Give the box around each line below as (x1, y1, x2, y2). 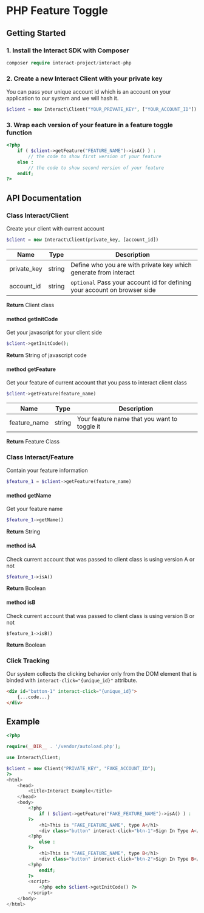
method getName (6, 491, 52, 499)
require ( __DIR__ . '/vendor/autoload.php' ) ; (6, 743, 121, 750)
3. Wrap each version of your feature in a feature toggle (6, 120, 173, 129)
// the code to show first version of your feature (28, 153, 162, 159)
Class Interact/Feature (6, 453, 74, 461)
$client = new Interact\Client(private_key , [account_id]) (6, 237, 159, 243)
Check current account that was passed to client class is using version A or (6, 555, 195, 563)
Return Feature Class (6, 438, 59, 445)
